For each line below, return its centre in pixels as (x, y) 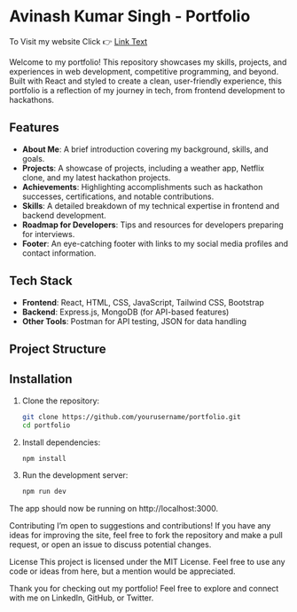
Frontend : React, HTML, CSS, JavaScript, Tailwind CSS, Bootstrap (143, 302)
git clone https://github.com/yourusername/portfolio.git (131, 417)
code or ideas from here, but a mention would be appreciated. (123, 571)
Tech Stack (41, 281)
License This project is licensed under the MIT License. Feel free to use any (147, 562)
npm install (44, 458)
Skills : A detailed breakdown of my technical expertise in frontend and (151, 205)
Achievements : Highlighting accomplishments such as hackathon (142, 187)
